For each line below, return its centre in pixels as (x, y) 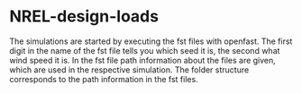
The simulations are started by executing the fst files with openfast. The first (151, 41)
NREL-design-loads (84, 17)
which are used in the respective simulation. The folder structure (129, 70)
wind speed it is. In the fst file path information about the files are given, (143, 60)
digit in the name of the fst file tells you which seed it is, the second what (145, 50)
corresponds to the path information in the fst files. (104, 79)
